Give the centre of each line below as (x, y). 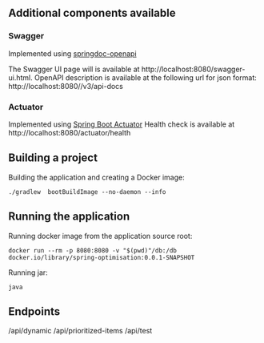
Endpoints (34, 311)
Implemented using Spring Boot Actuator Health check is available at (122, 124)
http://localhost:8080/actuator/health (70, 132)
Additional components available (92, 13)
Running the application (69, 217)
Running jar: (28, 272)
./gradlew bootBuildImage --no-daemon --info (87, 192)
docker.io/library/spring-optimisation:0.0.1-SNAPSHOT (102, 257)
